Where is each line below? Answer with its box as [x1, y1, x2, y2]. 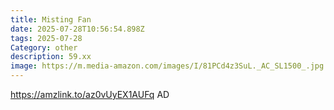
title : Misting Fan [10, 14, 92, 25]
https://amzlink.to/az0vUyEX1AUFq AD [10, 89, 170, 100]
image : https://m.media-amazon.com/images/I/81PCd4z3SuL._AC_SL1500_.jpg [10, 61, 325, 71]
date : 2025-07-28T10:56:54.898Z [10, 24, 145, 34]
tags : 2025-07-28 [10, 33, 83, 43]
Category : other [10, 42, 78, 53]
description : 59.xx [10, 52, 92, 62]
